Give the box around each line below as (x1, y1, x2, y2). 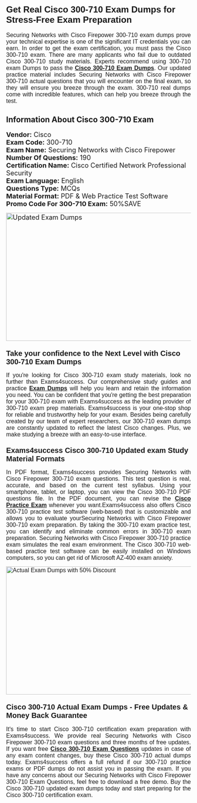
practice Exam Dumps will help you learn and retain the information (6, 385, 192, 392)
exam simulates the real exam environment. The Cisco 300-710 (6, 541, 176, 548)
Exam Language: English (6, 176, 84, 185)
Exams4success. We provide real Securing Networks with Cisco (6, 732, 191, 739)
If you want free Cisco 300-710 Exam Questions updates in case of (6, 745, 192, 752)
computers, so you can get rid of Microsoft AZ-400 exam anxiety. (6, 555, 174, 562)
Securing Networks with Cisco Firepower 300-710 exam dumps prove (6, 31, 191, 39)
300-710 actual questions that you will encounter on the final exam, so (6, 77, 191, 84)
